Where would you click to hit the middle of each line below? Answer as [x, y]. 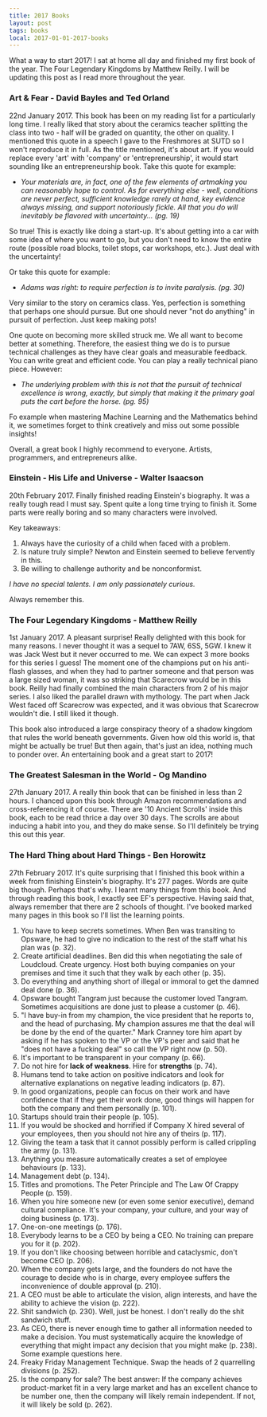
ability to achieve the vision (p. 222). [80, 1302]
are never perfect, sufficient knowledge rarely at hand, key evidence [133, 198]
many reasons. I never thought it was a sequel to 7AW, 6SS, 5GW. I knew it [130, 646]
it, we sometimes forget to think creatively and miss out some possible [124, 425]
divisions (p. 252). [50, 1370]
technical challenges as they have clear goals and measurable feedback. [128, 352]
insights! [23, 433]
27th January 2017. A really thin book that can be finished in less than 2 [126, 793]
